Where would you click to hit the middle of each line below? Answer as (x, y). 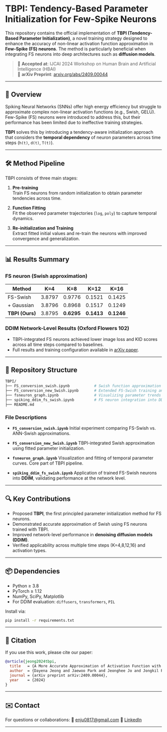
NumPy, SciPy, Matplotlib (38, 596)
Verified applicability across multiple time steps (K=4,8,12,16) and (79, 545)
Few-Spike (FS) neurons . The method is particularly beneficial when (76, 49)
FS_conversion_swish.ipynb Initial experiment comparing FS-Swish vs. (84, 428)
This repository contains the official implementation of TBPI (66, 33)
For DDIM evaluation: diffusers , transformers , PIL (64, 601)
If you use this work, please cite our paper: (49, 652)
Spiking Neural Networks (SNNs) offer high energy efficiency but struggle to (83, 106)
